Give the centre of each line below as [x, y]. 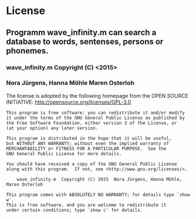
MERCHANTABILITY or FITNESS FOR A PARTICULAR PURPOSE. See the [86, 148]
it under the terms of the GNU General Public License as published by [95, 118]
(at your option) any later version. [52, 128]
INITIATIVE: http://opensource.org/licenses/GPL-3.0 [69, 102]
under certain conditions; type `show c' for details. [75, 210]
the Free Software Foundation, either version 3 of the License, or [92, 123]
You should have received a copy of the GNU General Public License [92, 164]
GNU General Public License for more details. [64, 153]
